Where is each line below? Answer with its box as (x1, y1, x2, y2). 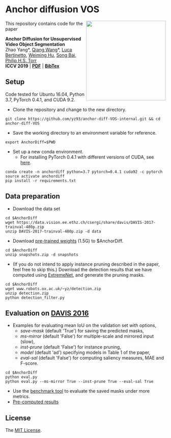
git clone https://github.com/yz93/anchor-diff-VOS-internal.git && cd (5, 116, 160, 121)
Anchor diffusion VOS (5, 4, 100, 15)
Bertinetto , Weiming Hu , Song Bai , (5, 52, 77, 58)
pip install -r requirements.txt (5, 178, 76, 183)
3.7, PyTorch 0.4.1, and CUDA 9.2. (5, 96, 75, 102)
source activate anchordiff (5, 173, 65, 179)
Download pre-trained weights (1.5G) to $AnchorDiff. (12, 238, 124, 244)
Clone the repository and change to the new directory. (12, 106, 127, 113)
